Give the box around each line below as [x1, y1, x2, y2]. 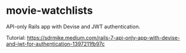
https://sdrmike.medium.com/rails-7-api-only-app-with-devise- [27, 34, 180, 41]
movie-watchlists [6, 4, 93, 17]
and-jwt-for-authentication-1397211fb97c [6, 40, 105, 47]
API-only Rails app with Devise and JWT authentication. [6, 23, 140, 30]
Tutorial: [6, 34, 26, 41]
